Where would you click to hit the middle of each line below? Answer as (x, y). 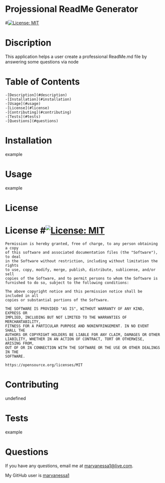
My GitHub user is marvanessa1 (37, 475)
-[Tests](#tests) (23, 117)
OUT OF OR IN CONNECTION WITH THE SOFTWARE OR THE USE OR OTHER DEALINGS (83, 347)
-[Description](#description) (36, 95)
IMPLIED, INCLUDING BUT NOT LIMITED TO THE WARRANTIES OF (66, 317)
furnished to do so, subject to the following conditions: (67, 283)
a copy (12, 248)
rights (12, 265)
